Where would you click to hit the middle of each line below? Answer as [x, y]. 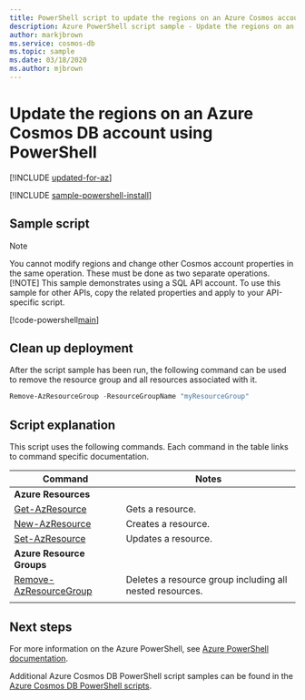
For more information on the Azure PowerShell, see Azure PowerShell [139, 648]
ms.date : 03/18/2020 [49, 60]
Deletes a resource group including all [207, 580]
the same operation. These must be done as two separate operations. [140, 273]
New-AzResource [53, 524]
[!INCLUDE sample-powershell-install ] [81, 195]
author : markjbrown [46, 35]
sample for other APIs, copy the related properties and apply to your [137, 292]
